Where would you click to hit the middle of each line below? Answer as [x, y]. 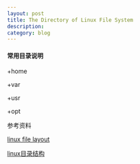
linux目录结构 [26, 154]
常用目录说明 [25, 55]
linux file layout [28, 139]
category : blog [29, 33]
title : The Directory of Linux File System [70, 20]
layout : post [26, 13]
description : [26, 26]
